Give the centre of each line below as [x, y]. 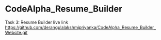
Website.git [16, 32]
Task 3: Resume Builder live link [37, 22]
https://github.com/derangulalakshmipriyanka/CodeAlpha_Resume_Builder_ [80, 27]
